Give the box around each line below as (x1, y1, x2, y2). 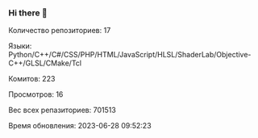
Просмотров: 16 (8, 90, 64, 99)
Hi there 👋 (8, 7, 48, 19)
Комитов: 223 (8, 74, 56, 84)
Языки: (8, 41, 32, 51)
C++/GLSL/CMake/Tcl (8, 58, 82, 68)
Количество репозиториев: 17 (8, 26, 111, 36)
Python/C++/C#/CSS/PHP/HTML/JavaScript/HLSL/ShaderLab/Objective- (8, 50, 252, 60)
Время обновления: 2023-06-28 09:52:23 (8, 121, 152, 131)
